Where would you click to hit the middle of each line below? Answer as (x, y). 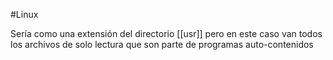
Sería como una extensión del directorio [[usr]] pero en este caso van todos (166, 33)
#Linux (24, 14)
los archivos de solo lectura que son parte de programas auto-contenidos (162, 44)
